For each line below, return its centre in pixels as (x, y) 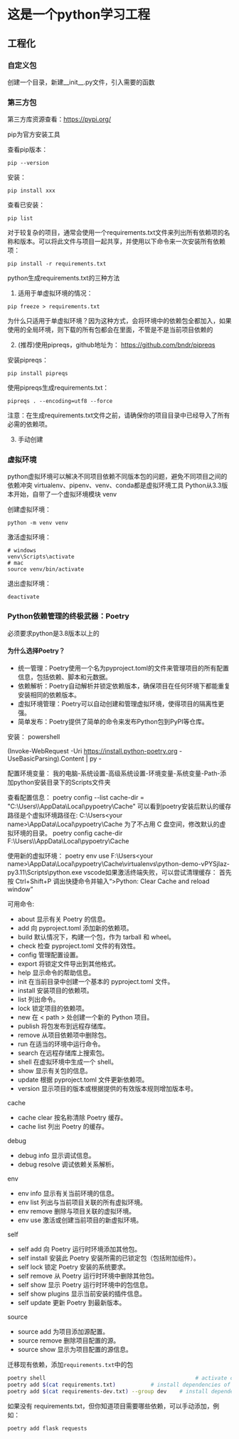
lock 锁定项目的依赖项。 (53, 1008)
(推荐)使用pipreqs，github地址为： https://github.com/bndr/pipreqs (116, 345)
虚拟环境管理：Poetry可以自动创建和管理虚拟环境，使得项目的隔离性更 (121, 703)
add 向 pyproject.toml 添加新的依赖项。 (75, 927)
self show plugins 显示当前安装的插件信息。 (81, 1293)
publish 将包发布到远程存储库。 (64, 1026)
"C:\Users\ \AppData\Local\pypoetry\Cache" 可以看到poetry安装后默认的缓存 (119, 806)
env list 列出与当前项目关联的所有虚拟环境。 (82, 1202)
